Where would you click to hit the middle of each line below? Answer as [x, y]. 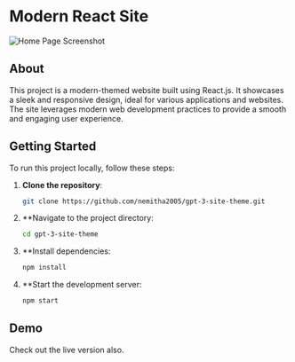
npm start [40, 301]
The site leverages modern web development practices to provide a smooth [148, 109]
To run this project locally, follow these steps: [92, 168]
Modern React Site [79, 16]
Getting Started [53, 147]
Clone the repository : [62, 185]
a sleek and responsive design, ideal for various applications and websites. [147, 99]
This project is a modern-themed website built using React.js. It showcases [147, 90]
